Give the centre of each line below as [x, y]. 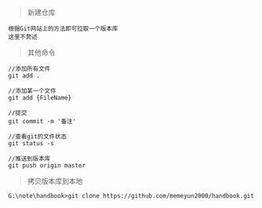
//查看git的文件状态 [38, 137]
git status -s [31, 144]
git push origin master [47, 166]
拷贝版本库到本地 [55, 181]
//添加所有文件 [29, 69]
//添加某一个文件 [32, 91]
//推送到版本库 [29, 159]
